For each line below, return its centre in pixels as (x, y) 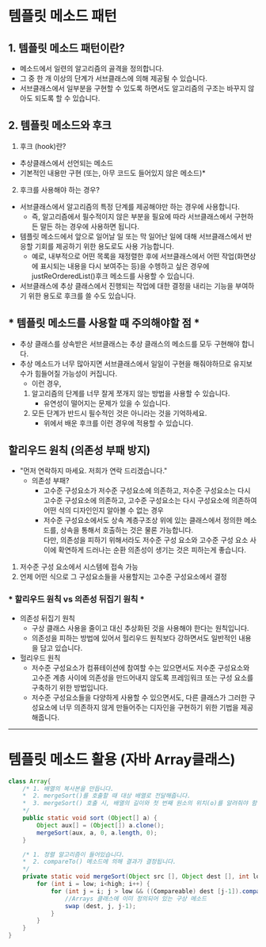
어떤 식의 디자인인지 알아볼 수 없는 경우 (103, 510)
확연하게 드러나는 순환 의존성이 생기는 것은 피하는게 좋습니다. (152, 550)
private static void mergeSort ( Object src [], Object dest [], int (136, 876)
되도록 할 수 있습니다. (67, 98)
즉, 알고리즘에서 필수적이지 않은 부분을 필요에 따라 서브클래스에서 (132, 216)
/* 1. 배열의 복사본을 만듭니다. (68, 789)
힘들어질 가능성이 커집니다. (76, 373)
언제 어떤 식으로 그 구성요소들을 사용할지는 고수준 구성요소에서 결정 (123, 577)
